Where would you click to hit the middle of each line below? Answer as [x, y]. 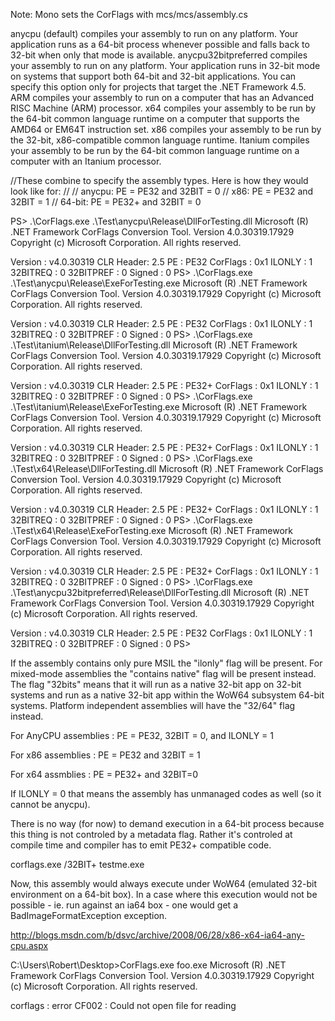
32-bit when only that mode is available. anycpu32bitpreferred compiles [159, 55]
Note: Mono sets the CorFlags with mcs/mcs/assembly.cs [129, 14]
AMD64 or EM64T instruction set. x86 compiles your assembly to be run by [166, 129]
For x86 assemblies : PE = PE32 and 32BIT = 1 [105, 755]
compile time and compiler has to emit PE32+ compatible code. [141, 845]
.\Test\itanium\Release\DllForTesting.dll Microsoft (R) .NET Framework [154, 345]
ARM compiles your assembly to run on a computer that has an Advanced [162, 97]
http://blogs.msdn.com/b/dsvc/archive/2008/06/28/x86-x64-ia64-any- [158, 935]
